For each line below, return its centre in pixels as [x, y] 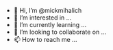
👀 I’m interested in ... [42, 18]
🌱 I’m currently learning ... [50, 25]
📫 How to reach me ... [45, 40]
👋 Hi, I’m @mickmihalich [48, 10]
